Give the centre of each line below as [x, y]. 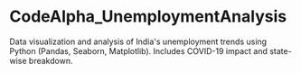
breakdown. [51, 60]
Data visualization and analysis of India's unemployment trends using [138, 41]
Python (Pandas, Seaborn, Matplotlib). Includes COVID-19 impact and [139, 50]
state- [281, 50]
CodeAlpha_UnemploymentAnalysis [148, 17]
